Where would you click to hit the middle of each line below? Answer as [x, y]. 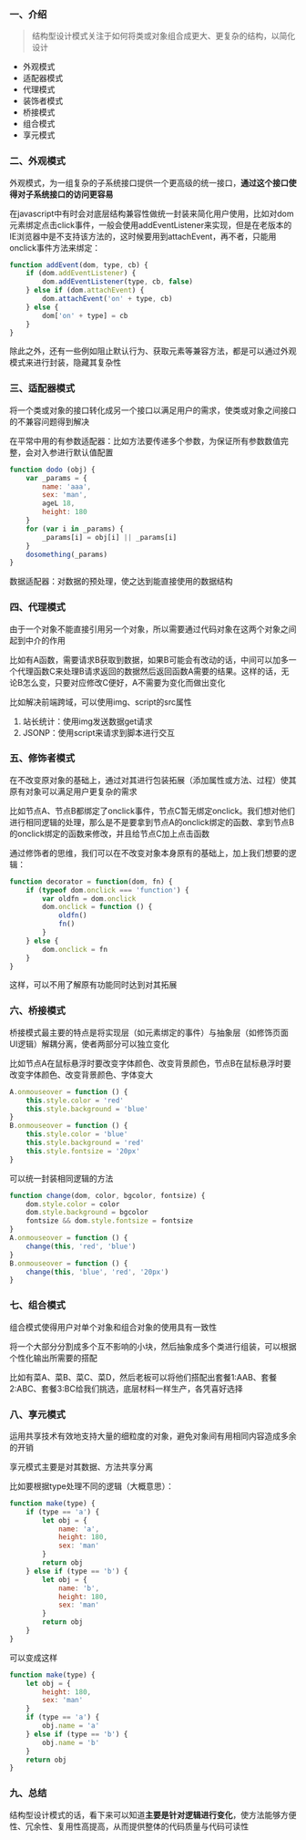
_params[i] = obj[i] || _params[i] [110, 537]
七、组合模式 [38, 1306]
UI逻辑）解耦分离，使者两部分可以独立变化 [90, 1044]
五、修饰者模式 [42, 759]
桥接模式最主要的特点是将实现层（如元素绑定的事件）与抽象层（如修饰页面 [149, 1032]
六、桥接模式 [38, 1011]
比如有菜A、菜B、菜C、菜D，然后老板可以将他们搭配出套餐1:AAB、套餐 [143, 1377]
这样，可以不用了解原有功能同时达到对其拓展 [93, 985]
